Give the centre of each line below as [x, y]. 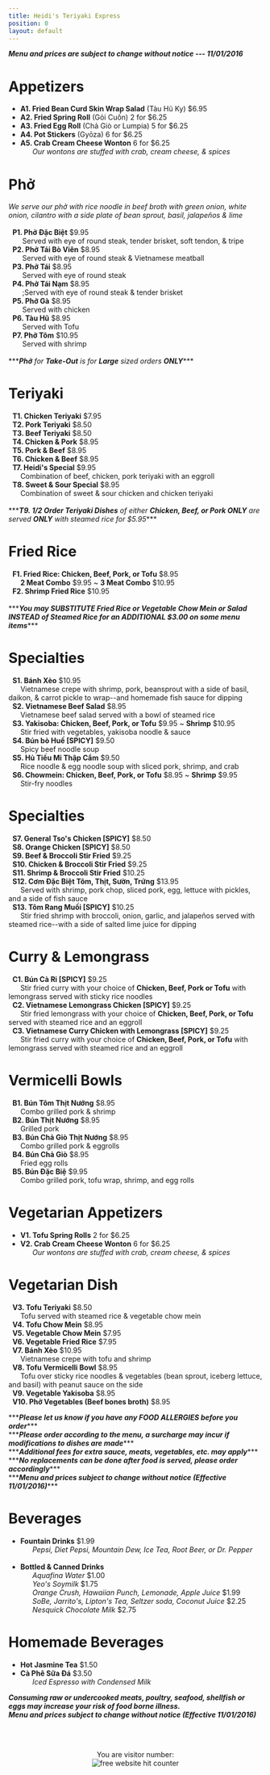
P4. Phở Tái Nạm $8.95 [51, 284]
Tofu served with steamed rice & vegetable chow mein [110, 1316]
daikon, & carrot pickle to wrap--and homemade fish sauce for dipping [126, 698]
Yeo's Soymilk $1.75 [65, 1584]
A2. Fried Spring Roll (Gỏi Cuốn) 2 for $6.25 [93, 117]
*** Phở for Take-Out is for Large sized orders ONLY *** [101, 361]
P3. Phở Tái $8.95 [42, 266]
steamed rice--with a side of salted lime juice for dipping [103, 924]
